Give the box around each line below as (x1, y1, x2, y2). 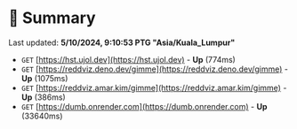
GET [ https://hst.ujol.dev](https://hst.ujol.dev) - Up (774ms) (20, 54, 237, 64)
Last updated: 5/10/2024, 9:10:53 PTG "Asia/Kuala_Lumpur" (8, 37, 236, 48)
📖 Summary (8, 8, 96, 28)
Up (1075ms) (20, 72, 68, 83)
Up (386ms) (20, 92, 66, 102)
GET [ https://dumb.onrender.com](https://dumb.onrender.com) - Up (20, 101, 268, 111)
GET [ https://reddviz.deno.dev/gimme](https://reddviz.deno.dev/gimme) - (20, 64, 289, 74)
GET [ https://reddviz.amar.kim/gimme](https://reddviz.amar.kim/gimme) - (20, 82, 287, 93)
